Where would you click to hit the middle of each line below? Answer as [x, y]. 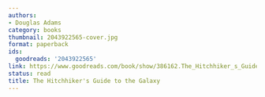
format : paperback [38, 45]
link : [17, 66]
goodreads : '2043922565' [56, 59]
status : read [30, 74]
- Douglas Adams [35, 23]
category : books [35, 30]
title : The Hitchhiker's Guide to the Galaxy [84, 81]
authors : [22, 15]
